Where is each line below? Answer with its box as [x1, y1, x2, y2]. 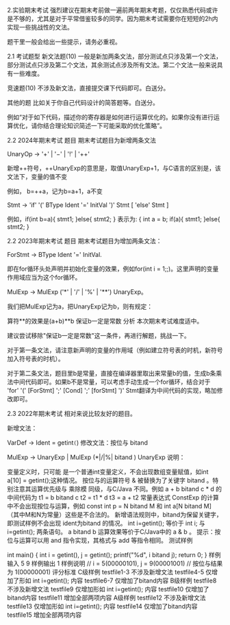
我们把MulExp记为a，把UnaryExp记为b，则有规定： [7, 302, 153, 310]
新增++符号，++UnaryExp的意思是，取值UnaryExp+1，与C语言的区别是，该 [7, 164, 221, 172]
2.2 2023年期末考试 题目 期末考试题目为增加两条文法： [7, 237, 162, 245]
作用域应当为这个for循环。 [7, 273, 81, 281]
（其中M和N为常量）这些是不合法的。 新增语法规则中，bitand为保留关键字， [7, 511, 222, 519]
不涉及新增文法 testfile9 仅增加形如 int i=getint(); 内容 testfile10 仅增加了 [7, 585, 209, 593]
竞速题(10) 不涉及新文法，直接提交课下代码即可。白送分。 [7, 84, 170, 92]
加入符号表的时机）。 [7, 355, 64, 363]
